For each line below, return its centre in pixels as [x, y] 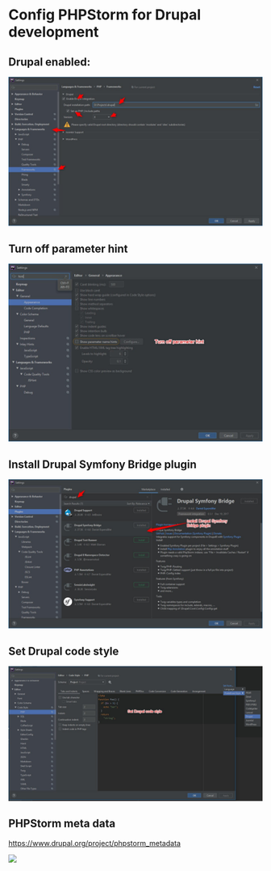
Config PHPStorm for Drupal [105, 15]
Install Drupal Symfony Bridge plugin [103, 464]
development [54, 32]
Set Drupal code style [64, 651]
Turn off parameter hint [68, 248]
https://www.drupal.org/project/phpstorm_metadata [95, 843]
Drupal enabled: [50, 62]
